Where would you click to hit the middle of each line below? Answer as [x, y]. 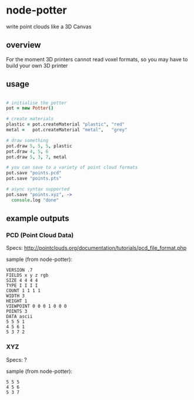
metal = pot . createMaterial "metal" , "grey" [67, 130]
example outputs [38, 219]
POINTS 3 [17, 312]
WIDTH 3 [16, 296]
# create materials [30, 119]
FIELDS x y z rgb [27, 275]
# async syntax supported [38, 189]
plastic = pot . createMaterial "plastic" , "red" [66, 124]
